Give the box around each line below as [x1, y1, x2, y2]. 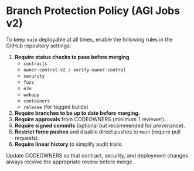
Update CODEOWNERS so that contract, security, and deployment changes [6, 152, 189, 159]
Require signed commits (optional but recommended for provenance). [14, 122, 186, 129]
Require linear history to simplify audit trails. [14, 141, 123, 148]
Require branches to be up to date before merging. [14, 110, 141, 117]
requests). [14, 134, 40, 141]
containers [23, 98, 50, 104]
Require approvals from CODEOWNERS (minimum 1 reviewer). [14, 115, 166, 122]
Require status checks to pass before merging [14, 53, 130, 60]
